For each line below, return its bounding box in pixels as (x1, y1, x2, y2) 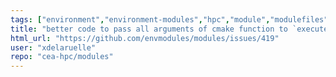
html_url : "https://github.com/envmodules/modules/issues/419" (10, 33, 280, 43)
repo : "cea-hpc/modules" (10, 52, 114, 62)
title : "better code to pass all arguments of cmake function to (10, 24, 288, 34)
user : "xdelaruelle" (10, 42, 97, 53)
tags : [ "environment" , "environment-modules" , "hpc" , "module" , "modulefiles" (10, 14, 329, 25)
